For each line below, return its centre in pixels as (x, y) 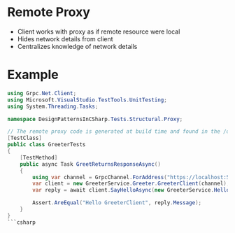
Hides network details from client (65, 38)
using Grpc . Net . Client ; (42, 93)
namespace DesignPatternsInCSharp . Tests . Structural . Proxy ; (95, 119)
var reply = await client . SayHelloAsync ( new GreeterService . (123, 190)
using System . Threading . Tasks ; (53, 106)
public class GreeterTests (47, 145)
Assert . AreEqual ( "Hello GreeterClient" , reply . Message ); (117, 203)
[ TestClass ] (24, 138)
